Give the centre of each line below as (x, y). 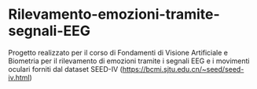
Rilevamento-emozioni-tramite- (114, 14)
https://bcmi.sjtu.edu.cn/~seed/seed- (183, 69)
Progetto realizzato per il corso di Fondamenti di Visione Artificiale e (118, 52)
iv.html (19, 77)
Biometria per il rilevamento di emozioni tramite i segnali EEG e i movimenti (129, 61)
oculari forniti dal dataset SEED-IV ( (66, 69)
